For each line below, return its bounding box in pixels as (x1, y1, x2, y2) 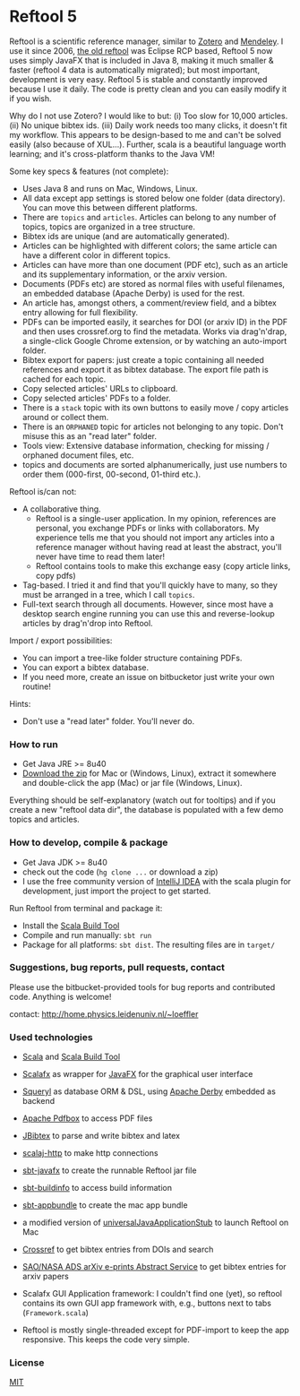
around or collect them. (21, 411, 109, 422)
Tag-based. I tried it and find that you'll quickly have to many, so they (21, 580, 278, 590)
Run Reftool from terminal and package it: (9, 902, 163, 913)
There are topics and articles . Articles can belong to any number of (21, 211, 277, 222)
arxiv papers (21, 1271, 69, 1282)
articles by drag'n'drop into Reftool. (21, 617, 154, 628)
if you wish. (9, 92, 52, 104)
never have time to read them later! (35, 551, 166, 562)
